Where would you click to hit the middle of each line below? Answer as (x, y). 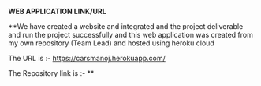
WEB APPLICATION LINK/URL (57, 11)
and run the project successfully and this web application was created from (131, 35)
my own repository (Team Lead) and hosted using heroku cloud (111, 43)
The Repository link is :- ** (51, 73)
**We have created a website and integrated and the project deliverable (126, 26)
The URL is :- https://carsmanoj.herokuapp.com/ (87, 58)
